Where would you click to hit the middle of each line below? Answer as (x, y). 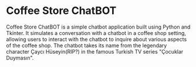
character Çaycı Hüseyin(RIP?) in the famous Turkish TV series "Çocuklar (95, 51)
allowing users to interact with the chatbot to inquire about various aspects (97, 39)
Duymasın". (20, 58)
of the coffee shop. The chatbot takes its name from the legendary (87, 45)
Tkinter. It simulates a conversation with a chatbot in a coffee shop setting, (96, 33)
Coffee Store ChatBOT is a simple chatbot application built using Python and (98, 27)
